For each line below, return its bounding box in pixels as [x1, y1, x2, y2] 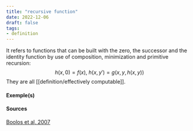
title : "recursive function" [6, 8, 78, 15]
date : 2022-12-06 [6, 14, 49, 20]
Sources [6, 105, 28, 113]
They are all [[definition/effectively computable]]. [6, 78, 126, 85]
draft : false [6, 20, 38, 25]
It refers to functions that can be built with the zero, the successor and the [6, 47, 188, 54]
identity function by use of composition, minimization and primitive [6, 53, 169, 60]
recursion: [6, 60, 31, 67]
